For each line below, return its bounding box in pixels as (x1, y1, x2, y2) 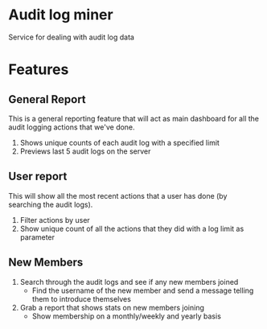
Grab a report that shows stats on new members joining (19, 302, 205, 312)
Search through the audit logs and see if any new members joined (19, 277, 239, 286)
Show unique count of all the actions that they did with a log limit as (19, 224, 244, 233)
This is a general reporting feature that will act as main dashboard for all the (8, 113, 260, 123)
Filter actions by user (19, 215, 90, 224)
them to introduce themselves (31, 294, 131, 303)
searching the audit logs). (8, 199, 93, 209)
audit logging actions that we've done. (8, 122, 135, 132)
